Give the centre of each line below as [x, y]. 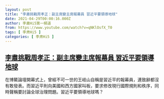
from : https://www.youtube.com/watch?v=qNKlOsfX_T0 [59, 28]
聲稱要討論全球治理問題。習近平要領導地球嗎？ [56, 92]
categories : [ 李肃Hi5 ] [30, 37]
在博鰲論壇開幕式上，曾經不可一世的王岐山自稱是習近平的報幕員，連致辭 [78, 79]
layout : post [18, 10]
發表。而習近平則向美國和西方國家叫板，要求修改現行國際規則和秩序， [84, 85]
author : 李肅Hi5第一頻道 [28, 23]
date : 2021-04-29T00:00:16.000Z [38, 19]
